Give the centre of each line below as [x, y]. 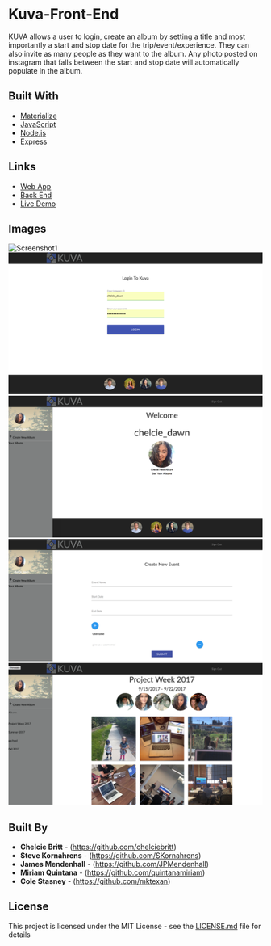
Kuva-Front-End [64, 14]
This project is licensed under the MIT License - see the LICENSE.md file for [135, 926]
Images [27, 228]
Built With [33, 97]
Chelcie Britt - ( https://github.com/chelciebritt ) [98, 847]
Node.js [33, 132]
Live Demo [38, 204]
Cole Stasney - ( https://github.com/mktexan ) [95, 881]
